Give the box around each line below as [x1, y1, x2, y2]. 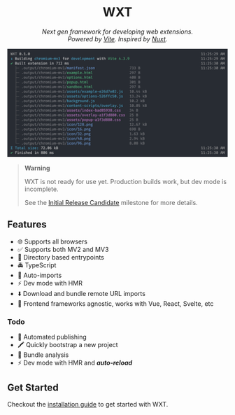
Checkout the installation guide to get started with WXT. [7, 400, 169, 408]
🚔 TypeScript [17, 260, 57, 269]
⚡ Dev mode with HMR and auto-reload [17, 358, 133, 367]
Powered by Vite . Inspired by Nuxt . [67, 34, 168, 43]
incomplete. [24, 185, 59, 193]
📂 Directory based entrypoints [17, 253, 105, 261]
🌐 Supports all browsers [17, 237, 87, 246]
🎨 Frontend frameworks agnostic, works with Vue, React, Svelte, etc [17, 299, 214, 308]
